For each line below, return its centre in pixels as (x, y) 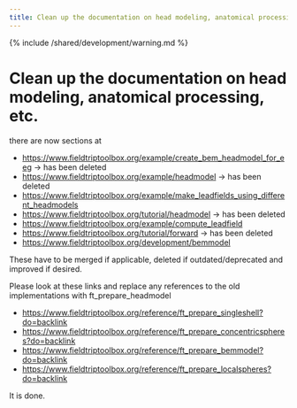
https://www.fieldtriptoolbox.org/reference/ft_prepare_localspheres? (147, 369)
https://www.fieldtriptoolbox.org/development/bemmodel (126, 242)
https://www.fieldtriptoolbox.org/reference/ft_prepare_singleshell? (142, 312)
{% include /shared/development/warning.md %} (99, 42)
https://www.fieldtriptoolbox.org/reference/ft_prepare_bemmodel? (142, 350)
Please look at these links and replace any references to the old (125, 286)
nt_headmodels (50, 204)
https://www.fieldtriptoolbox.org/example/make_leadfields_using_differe (153, 195)
